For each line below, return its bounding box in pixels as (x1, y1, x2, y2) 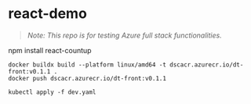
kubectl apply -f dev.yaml (8, 88, 96, 96)
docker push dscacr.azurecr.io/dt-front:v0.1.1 (8, 74, 167, 82)
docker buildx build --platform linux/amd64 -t (8, 60, 167, 69)
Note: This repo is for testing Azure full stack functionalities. (27, 30, 222, 40)
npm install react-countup (8, 45, 92, 55)
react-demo (8, 5, 88, 23)
